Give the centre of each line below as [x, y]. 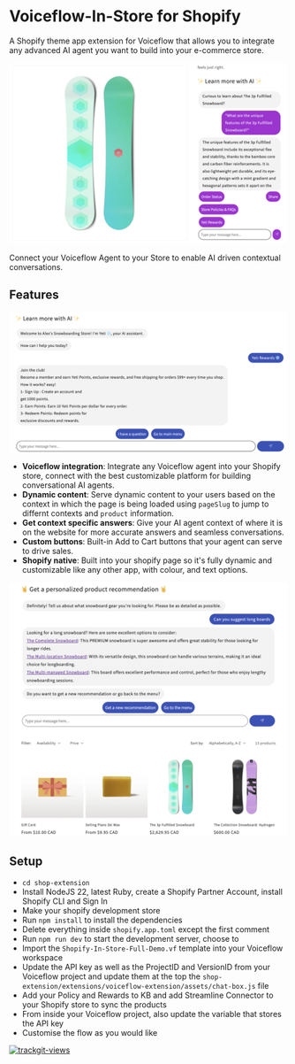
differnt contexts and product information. [98, 513]
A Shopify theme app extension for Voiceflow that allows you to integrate [142, 41]
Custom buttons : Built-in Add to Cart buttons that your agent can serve [152, 541]
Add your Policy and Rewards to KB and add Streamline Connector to [147, 995]
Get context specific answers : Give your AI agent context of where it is [152, 522]
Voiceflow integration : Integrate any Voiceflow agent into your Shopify [151, 466]
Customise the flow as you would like [90, 1033]
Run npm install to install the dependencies [102, 920]
